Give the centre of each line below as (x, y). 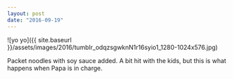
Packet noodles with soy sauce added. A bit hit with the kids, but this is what (117, 60)
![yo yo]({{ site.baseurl (39, 39)
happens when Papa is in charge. (55, 68)
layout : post (26, 14)
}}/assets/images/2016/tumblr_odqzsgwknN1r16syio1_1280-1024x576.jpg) (113, 47)
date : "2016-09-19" (35, 20)
